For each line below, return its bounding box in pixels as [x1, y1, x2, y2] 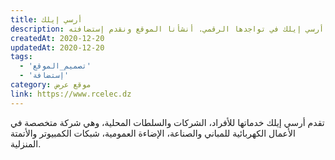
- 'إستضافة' [19, 71, 70, 81]
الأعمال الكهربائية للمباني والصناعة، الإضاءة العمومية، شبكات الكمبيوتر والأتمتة [10, 127, 296, 139]
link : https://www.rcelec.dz [10, 89, 132, 99]
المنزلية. [10, 137, 42, 150]
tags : [10, 52, 33, 62]
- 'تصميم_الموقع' [19, 61, 92, 71]
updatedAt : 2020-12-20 [10, 42, 105, 53]
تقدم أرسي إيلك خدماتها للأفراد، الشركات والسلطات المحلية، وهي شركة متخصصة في [10, 116, 325, 128]
